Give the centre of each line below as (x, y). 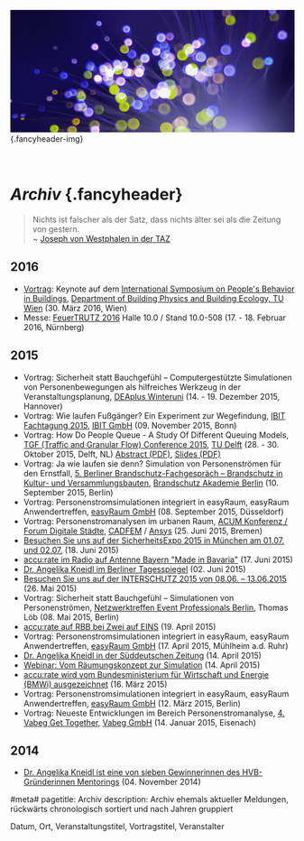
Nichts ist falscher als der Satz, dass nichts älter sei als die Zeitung (157, 219)
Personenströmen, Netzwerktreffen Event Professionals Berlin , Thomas (156, 607)
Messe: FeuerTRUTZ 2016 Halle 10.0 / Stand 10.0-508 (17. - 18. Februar (155, 318)
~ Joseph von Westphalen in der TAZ (101, 238)
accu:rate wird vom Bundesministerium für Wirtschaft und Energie (146, 674)
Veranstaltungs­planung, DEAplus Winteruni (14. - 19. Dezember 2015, (152, 396)
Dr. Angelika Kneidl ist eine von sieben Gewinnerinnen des (132, 772)
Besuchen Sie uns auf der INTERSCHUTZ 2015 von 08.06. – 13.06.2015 (155, 578)
